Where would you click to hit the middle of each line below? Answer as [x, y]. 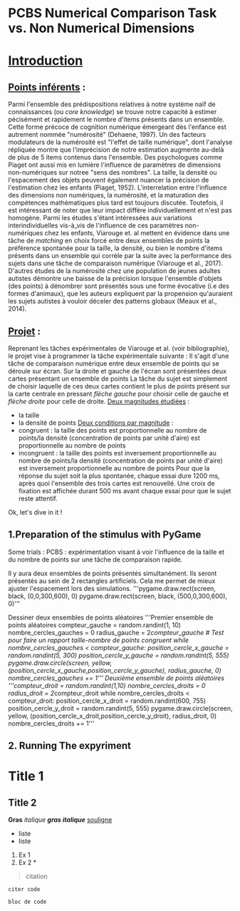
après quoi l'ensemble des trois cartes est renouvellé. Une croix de [117, 483]
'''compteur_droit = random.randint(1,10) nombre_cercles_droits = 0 [107, 685]
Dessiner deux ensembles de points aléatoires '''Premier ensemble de [111, 617]
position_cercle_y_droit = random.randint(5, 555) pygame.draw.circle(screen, [121, 708]
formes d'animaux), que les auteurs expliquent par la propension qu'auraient [121, 294]
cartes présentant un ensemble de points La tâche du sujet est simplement [118, 379]
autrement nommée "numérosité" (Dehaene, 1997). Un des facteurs [107, 135]
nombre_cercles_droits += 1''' [51, 723]
